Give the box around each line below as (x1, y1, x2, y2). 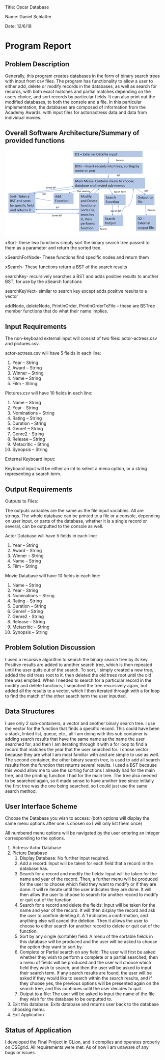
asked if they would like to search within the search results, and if (19, 975, 152, 981)
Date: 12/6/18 (5, 23, 32, 29)
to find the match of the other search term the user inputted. (5, 693, 127, 699)
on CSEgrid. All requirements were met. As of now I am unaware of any (5, 1044, 149, 1050)
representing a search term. (5, 471, 61, 477)
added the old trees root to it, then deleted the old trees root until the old (5, 672, 151, 678)
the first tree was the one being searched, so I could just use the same (5, 783, 148, 789)
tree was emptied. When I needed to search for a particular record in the (5, 677, 152, 683)
